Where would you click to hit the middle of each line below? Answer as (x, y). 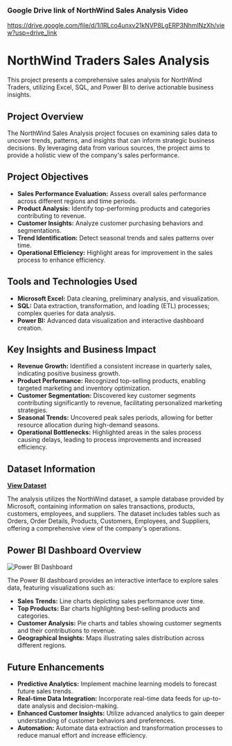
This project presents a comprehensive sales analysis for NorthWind (105, 80)
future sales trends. (45, 691)
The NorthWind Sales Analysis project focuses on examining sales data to (113, 133)
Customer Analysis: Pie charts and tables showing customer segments (119, 623)
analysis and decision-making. (75, 706)
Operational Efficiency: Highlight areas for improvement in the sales (115, 252)
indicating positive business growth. (69, 373)
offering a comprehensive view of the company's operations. (94, 529)
